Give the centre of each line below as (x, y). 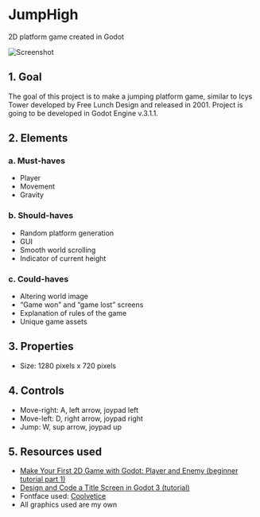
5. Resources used (55, 452)
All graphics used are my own (68, 505)
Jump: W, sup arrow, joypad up (70, 426)
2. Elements (38, 138)
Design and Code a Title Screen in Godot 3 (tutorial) (105, 488)
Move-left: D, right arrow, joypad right (81, 418)
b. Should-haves (41, 216)
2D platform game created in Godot (66, 37)
